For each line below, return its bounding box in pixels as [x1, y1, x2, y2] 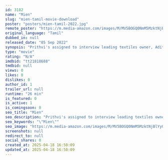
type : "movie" [5, 49, 35, 54]
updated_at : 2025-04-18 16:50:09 [5, 147, 75, 152]
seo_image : [5, 124, 28, 129]
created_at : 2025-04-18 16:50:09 [5, 142, 75, 148]
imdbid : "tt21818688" [5, 59, 50, 64]
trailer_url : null [5, 86, 43, 92]
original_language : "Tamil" [5, 31, 64, 36]
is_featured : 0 [5, 96, 37, 101]
